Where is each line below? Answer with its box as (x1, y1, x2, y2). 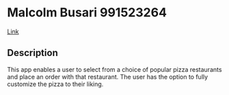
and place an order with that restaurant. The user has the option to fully (7, 72, 208, 81)
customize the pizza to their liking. (7, 80, 104, 88)
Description (7, 47, 58, 59)
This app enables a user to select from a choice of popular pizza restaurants (7, 65, 222, 73)
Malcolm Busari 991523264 (7, 5, 167, 21)
